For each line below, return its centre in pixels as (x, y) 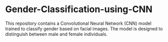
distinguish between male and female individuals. (56, 34)
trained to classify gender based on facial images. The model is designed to (84, 28)
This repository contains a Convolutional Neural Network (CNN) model (78, 23)
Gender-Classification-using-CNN (79, 9)
